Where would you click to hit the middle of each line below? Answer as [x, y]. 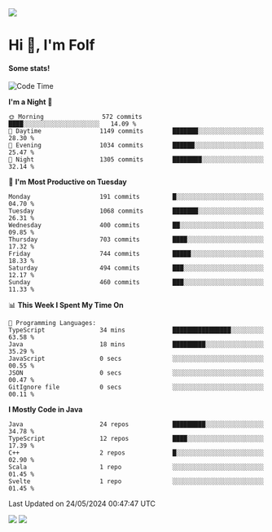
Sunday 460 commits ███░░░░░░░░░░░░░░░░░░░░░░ [136, 283]
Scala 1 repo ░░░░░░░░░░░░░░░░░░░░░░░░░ [136, 468]
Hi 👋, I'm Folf [52, 45]
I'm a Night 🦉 [31, 102]
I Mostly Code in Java [46, 410]
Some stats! [29, 68]
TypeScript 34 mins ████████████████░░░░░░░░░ [136, 330]
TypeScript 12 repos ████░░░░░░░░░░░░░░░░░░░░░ [136, 439]
